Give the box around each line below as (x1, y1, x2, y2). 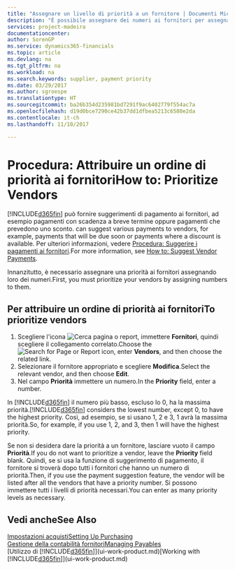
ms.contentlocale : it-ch (7, 114, 80, 121)
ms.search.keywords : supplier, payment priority (7, 75, 152, 83)
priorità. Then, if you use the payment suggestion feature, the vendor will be (7, 471, 225, 480)
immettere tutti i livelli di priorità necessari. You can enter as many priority (7, 486, 218, 494)
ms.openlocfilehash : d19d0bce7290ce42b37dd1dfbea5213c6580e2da (7, 108, 196, 115)
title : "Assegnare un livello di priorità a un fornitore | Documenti (7, 10, 218, 17)
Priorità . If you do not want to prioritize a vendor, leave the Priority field (7, 449, 213, 457)
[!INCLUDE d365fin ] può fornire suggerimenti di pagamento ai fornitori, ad (7, 210, 219, 218)
